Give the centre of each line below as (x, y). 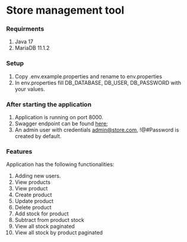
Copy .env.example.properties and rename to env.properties (88, 76)
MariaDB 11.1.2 (32, 48)
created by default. (38, 136)
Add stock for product (42, 214)
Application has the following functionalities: (60, 164)
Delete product (33, 208)
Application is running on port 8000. (59, 117)
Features (19, 152)
